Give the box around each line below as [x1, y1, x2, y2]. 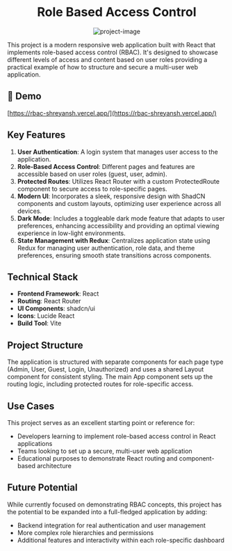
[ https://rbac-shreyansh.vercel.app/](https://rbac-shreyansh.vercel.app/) [7, 109, 217, 117]
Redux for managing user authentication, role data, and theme [17, 243, 195, 252]
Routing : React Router [17, 297, 81, 305]
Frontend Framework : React [17, 289, 99, 298]
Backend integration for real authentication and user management [17, 521, 206, 529]
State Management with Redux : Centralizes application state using [17, 236, 210, 244]
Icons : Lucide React [17, 312, 75, 320]
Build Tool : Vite [17, 319, 62, 328]
